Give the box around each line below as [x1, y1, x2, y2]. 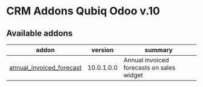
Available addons [6, 28, 73, 38]
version [91, 46, 114, 54]
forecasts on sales [123, 64, 176, 71]
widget [123, 71, 143, 79]
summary [144, 46, 173, 54]
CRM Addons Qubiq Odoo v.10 [6, 4, 160, 18]
